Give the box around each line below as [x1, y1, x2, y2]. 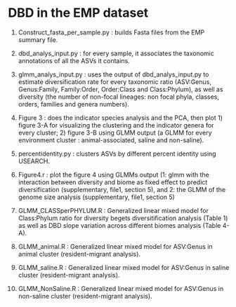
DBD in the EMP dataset [8, 5, 149, 21]
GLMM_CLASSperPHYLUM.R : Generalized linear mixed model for [18, 206, 209, 214]
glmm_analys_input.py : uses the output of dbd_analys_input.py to [18, 70, 209, 79]
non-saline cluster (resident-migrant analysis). [18, 292, 153, 300]
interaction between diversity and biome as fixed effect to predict [18, 177, 208, 186]
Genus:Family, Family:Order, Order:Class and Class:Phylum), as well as [18, 85, 223, 93]
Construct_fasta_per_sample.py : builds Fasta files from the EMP [18, 28, 205, 36]
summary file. [18, 35, 58, 43]
